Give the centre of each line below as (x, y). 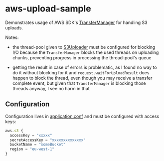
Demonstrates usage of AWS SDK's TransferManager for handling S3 (77, 22)
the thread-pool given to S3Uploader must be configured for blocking (84, 47)
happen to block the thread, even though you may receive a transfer (82, 78)
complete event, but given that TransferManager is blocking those (79, 83)
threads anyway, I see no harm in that (51, 88)
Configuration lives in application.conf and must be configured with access (82, 116)
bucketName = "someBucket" (38, 145)
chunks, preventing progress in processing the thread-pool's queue (82, 57)
